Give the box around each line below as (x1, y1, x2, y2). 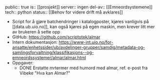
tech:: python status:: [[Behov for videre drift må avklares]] (5, 9, 123, 15)
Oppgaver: (12, 60, 34, 65)
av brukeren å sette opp (12, 29, 60, 34)
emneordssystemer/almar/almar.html (12, 55, 86, 60)
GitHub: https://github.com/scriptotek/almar (12, 34, 100, 40)
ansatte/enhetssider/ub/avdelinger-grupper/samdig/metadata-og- (12, 45, 145, 50)
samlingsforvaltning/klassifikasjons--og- (12, 49, 94, 55)
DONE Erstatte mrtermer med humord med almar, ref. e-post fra (19, 65, 148, 71)
